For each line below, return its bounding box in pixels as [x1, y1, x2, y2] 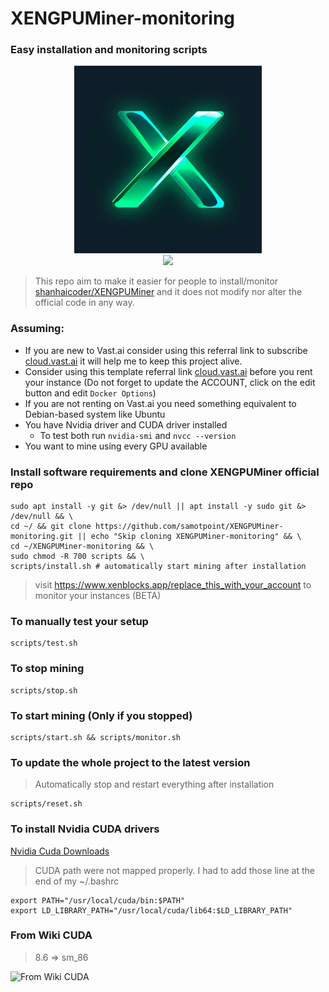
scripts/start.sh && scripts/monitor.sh [10, 732, 182, 742]
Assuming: [10, 322, 65, 336]
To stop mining [10, 662, 85, 676]
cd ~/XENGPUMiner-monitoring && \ [10, 542, 155, 552]
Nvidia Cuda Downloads [10, 845, 110, 857]
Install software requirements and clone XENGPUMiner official [10, 465, 320, 479]
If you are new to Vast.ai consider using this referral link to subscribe [24, 344, 308, 356]
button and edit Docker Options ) [24, 387, 157, 399]
